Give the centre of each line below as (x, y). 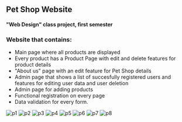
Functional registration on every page (60, 96)
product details (33, 65)
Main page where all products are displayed (67, 53)
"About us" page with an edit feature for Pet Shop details (83, 71)
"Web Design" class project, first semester (59, 24)
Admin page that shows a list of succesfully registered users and (93, 77)
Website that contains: (39, 39)
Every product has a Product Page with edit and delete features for (95, 58)
